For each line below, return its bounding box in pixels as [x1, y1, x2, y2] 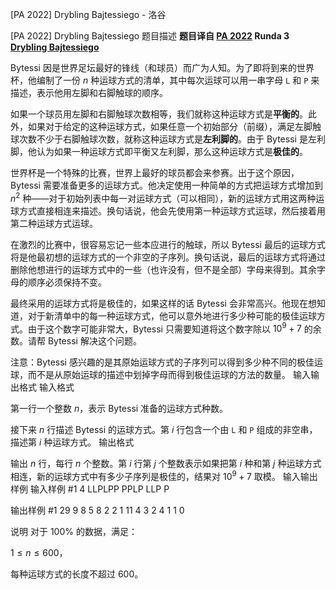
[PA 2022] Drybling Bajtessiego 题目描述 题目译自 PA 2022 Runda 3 [10, 30, 290, 42]
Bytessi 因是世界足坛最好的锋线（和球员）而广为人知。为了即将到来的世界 [10, 62, 315, 73]
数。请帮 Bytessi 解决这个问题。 [10, 335, 142, 347]
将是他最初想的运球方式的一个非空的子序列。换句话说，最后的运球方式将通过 [10, 251, 326, 263]
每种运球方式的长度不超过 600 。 [10, 568, 144, 580]
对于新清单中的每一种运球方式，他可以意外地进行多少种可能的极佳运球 [27, 309, 317, 322]
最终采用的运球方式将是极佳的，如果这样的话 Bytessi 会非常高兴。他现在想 [10, 297, 317, 309]
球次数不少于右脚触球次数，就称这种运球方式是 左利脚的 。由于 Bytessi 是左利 [10, 133, 326, 145]
